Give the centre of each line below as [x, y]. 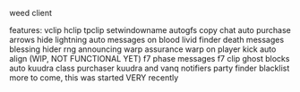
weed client [30, 13]
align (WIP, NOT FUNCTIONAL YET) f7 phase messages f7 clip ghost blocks [150, 59]
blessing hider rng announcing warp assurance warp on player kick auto [143, 49]
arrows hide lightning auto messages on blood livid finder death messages [147, 40]
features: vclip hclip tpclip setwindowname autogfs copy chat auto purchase [150, 30]
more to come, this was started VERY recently [94, 78]
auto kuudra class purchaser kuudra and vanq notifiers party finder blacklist [150, 68]
